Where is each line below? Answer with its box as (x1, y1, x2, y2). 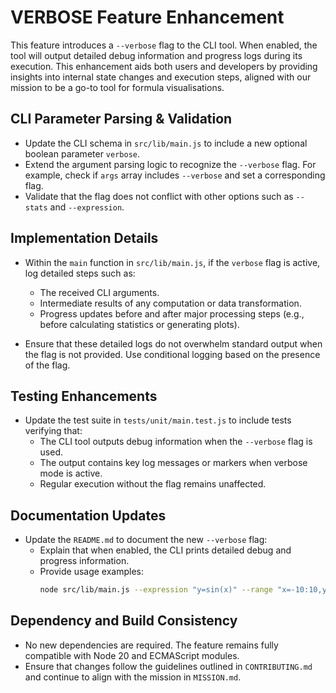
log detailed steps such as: (24, 267, 136, 279)
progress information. (39, 555, 130, 567)
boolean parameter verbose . (24, 147, 141, 160)
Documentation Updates (10, 507, 167, 524)
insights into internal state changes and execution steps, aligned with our (10, 71, 312, 83)
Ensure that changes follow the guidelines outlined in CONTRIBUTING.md (24, 660, 313, 672)
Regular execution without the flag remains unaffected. (39, 478, 267, 490)
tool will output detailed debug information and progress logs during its (10, 49, 303, 61)
